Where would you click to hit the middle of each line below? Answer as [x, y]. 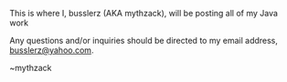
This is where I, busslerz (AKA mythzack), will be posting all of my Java [144, 13]
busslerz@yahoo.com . [52, 50]
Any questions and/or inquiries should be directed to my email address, [144, 41]
